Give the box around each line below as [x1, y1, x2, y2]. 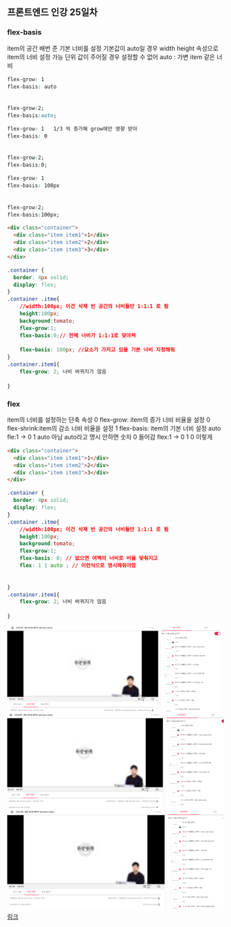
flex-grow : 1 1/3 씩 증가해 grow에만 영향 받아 [7, 125, 137, 132]
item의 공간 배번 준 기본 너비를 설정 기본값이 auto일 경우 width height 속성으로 [7, 44, 219, 52]
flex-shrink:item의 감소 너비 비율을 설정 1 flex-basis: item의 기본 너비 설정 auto [7, 424, 221, 432]
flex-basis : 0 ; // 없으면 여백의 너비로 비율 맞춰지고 [19, 555, 158, 562]
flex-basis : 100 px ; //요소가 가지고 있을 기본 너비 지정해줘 [19, 347, 175, 353]
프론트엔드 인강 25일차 [7, 6, 98, 19]
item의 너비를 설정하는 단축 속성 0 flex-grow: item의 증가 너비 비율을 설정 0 [7, 415, 211, 424]
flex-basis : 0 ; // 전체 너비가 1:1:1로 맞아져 [19, 332, 136, 339]
